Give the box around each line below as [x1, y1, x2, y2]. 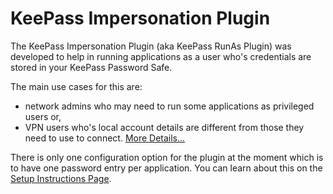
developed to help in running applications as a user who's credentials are [10, 50, 312, 62]
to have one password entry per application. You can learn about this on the [10, 162, 323, 174]
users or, [24, 110, 62, 122]
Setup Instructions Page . [10, 172, 112, 184]
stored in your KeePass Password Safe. [10, 61, 173, 73]
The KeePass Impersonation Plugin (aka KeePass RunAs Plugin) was [10, 40, 292, 52]
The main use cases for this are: [10, 80, 143, 92]
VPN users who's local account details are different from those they [24, 121, 305, 133]
